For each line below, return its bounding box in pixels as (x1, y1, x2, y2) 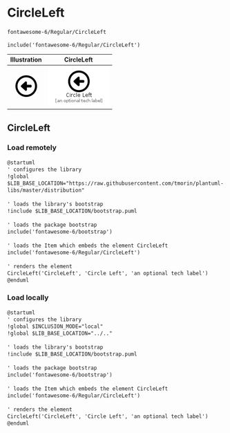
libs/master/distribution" (7, 187, 85, 194)
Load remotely (7, 142, 57, 152)
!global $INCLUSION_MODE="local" (7, 323, 104, 330)
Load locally (7, 293, 49, 302)
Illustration (10, 55, 43, 64)
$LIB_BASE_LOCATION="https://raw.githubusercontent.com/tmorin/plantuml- (7, 180, 224, 187)
